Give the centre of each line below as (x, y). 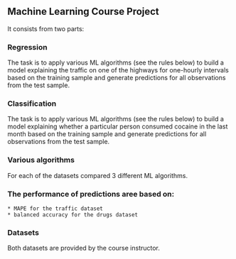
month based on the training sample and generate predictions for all (107, 134)
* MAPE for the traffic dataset (55, 209)
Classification (32, 104)
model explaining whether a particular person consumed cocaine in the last (118, 126)
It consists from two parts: (46, 28)
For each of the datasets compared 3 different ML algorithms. (98, 175)
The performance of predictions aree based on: (91, 194)
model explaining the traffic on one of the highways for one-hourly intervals (118, 70)
